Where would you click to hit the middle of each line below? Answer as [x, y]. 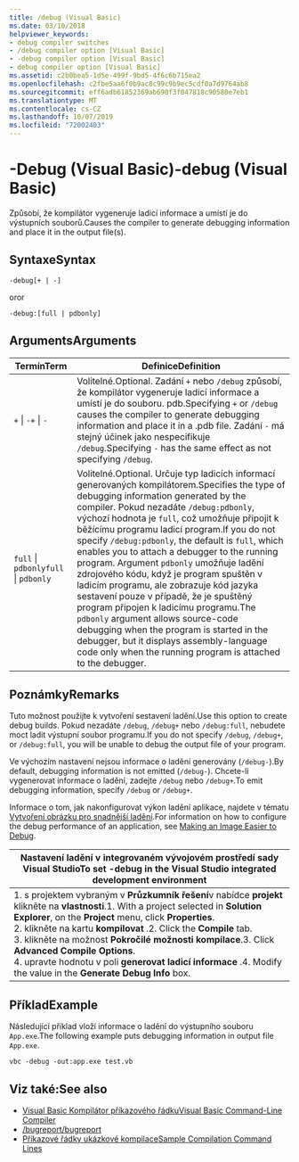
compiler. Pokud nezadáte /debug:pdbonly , [166, 507]
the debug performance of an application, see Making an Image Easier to [143, 827]
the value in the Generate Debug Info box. [102, 973]
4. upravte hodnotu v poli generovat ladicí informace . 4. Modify [148, 962]
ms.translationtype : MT [53, 100]
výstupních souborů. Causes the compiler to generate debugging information [149, 222]
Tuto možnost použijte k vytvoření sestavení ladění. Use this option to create [148, 716]
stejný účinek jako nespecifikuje [144, 436]
